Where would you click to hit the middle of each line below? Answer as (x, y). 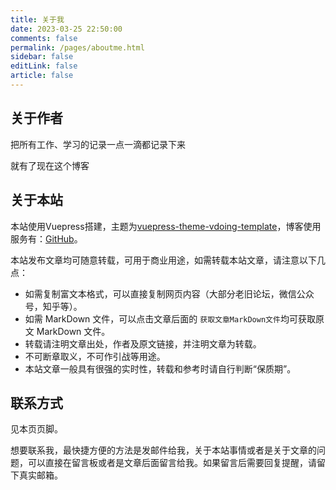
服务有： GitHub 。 (46, 238)
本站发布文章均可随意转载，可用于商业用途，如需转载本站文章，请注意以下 (163, 260)
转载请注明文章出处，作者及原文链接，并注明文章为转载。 (143, 343)
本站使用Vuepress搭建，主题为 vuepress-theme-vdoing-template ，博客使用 (166, 226)
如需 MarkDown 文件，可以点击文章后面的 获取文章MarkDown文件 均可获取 (170, 318)
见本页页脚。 (36, 429)
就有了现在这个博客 (50, 165)
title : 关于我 (37, 19)
